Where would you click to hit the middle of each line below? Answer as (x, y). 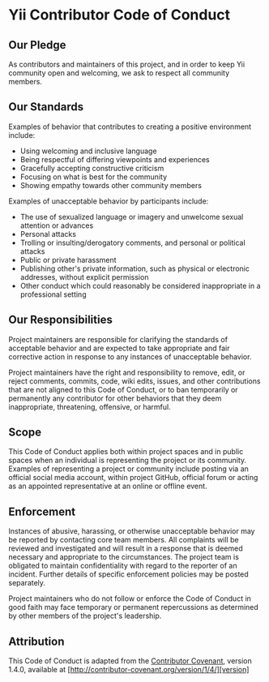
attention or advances (57, 225)
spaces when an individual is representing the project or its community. (128, 461)
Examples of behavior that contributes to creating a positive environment (130, 127)
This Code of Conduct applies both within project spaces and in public (126, 452)
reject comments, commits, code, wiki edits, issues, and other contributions (134, 381)
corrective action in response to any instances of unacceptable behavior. (130, 356)
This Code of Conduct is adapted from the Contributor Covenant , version (130, 661)
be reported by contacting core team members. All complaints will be (124, 540)
